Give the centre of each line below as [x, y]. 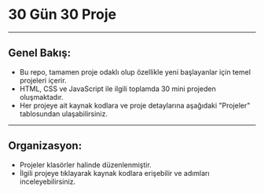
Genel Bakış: [40, 53]
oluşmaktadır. [41, 97]
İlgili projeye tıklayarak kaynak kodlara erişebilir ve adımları [114, 173]
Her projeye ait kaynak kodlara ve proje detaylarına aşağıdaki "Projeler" [135, 105]
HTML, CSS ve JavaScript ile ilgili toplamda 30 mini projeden [117, 89]
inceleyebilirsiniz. [48, 181]
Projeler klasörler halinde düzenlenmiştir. [85, 165]
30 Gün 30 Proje [62, 15]
